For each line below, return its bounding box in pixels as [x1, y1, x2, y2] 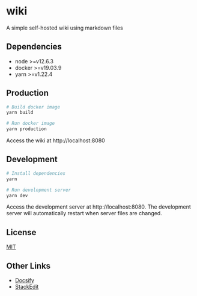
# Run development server [6, 187, 71, 193]
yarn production [6, 126, 47, 132]
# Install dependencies [6, 170, 66, 176]
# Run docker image [6, 121, 55, 127]
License [6, 227, 37, 238]
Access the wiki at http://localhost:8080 [6, 137, 105, 144]
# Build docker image [6, 104, 61, 110]
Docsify [14, 277, 35, 284]
